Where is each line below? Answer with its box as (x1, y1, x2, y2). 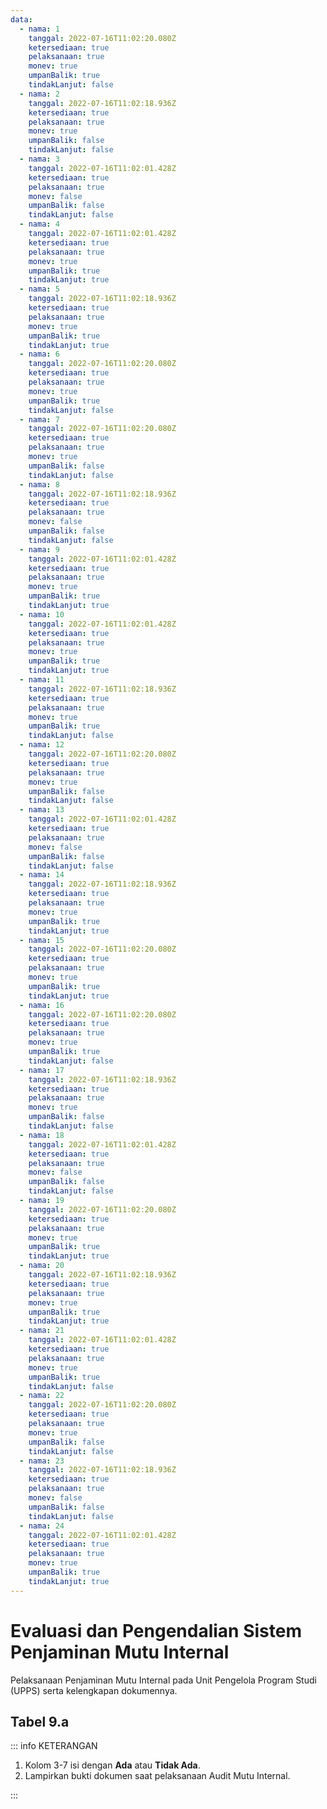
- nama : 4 (19, 219, 60, 230)
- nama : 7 (19, 414, 60, 425)
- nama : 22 (19, 1391, 65, 1401)
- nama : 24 (19, 1521, 65, 1531)
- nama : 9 (19, 544, 60, 555)
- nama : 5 (19, 284, 60, 295)
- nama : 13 (19, 805, 65, 815)
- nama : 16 (19, 1000, 65, 1010)
